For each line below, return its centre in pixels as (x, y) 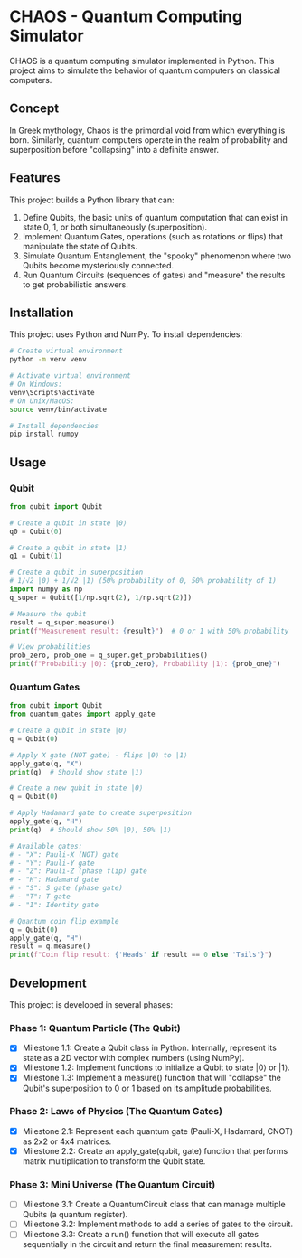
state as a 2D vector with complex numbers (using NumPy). (133, 1058)
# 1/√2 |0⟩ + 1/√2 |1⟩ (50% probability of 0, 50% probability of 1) (143, 581)
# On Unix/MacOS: (42, 401)
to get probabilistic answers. (75, 284)
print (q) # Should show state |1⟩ (76, 772)
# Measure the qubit (48, 614)
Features (35, 178)
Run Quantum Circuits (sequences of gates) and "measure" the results (154, 275)
